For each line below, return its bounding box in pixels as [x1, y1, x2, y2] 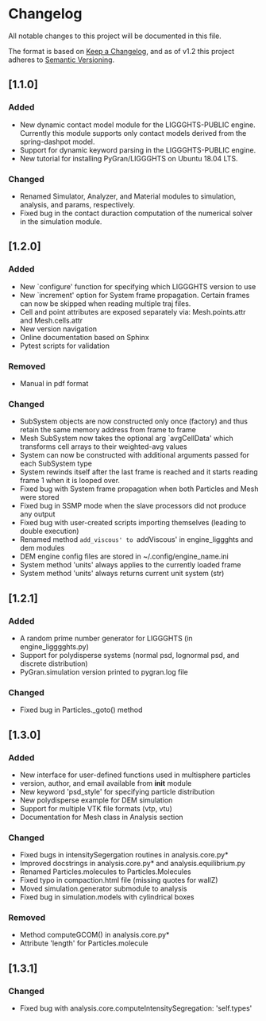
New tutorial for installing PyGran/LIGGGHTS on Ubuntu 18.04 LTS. [19, 153, 238, 163]
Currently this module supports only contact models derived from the [19, 128, 247, 137]
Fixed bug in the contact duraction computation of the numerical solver [19, 208, 253, 218]
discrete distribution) [19, 659, 89, 668]
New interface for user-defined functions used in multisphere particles [19, 770, 252, 779]
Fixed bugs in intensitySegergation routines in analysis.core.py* [19, 850, 229, 860]
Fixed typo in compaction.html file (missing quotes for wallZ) [19, 876, 218, 885]
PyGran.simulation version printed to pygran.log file [19, 667, 188, 676]
